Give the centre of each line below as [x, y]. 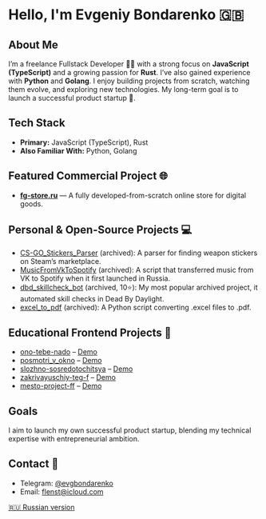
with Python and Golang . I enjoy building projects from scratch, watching [129, 81]
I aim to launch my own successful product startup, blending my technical [130, 430]
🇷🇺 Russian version [42, 507]
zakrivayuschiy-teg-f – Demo [67, 377]
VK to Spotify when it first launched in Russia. [95, 278]
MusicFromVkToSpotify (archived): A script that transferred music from [137, 270]
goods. [32, 204]
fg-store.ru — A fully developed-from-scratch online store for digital [133, 195]
